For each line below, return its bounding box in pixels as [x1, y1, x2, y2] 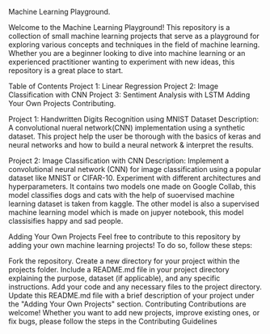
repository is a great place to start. [8, 66, 124, 75]
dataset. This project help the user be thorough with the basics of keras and [8, 131, 261, 141]
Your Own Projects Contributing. [8, 99, 116, 108]
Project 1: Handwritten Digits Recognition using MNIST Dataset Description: [8, 114, 259, 124]
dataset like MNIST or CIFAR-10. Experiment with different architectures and [8, 173, 261, 182]
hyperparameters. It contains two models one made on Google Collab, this [8, 182, 256, 191]
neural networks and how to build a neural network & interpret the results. [8, 140, 255, 149]
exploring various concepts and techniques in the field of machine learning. [8, 40, 260, 49]
